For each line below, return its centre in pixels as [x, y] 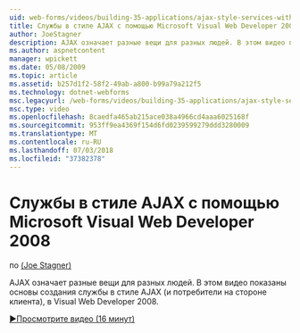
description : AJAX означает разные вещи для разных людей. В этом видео [147, 42]
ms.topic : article [43, 76]
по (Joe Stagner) [41, 265]
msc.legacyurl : [37, 100]
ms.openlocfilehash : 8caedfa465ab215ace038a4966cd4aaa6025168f [129, 117]
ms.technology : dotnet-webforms [69, 92]
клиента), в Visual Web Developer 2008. [84, 302]
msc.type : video [39, 109]
